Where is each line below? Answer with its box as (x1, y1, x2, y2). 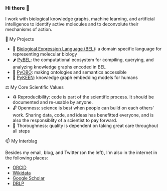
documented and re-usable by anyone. (12, 99, 93, 105)
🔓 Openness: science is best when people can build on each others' (12, 105, 154, 111)
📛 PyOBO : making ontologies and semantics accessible (12, 69, 127, 75)
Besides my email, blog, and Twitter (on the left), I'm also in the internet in (5, 149, 157, 155)
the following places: (5, 155, 49, 161)
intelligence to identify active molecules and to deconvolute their (5, 21, 139, 27)
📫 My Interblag (5, 138, 38, 144)
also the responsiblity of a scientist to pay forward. (12, 117, 118, 123)
